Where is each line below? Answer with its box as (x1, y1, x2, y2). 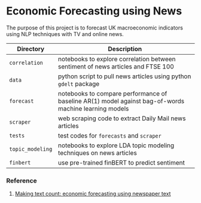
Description (108, 44, 142, 53)
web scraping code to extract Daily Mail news (57, 114, 186, 123)
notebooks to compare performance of (57, 89, 167, 97)
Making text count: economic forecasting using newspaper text (14, 190, 171, 198)
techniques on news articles (57, 148, 138, 157)
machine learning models (57, 104, 129, 112)
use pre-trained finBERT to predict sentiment (57, 158, 185, 166)
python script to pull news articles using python (57, 72, 191, 80)
